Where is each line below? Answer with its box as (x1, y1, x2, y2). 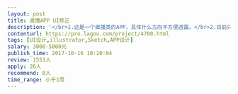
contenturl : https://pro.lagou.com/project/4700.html (7, 30, 170, 37)
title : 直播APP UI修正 (7, 17, 70, 24)
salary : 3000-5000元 (7, 43, 67, 50)
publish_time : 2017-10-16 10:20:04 (7, 50, 113, 57)
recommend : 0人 (7, 69, 51, 76)
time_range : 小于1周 (7, 76, 65, 83)
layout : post (7, 10, 46, 18)
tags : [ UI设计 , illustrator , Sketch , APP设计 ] (7, 37, 133, 44)
